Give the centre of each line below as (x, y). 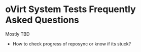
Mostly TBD (17, 34)
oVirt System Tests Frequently (70, 9)
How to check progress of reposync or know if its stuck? (72, 43)
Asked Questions (42, 20)
